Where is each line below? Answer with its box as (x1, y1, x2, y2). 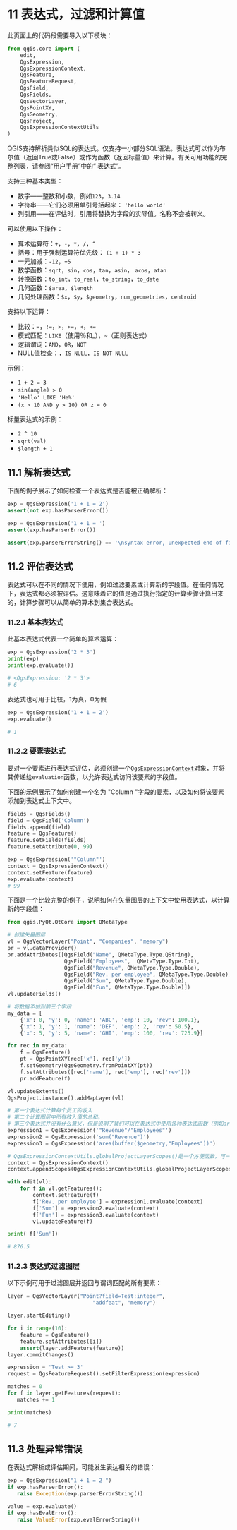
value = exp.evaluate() (7, 1503, 78, 1510)
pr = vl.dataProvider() (7, 945, 78, 952)
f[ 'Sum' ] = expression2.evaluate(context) (32, 1205, 159, 1212)
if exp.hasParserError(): (7, 1483, 83, 1491)
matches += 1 (16, 1396, 55, 1403)
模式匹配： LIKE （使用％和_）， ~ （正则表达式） (17, 331, 151, 339)
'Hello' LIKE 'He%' (17, 394, 75, 402)
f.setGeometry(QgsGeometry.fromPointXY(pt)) (20, 1062, 153, 1069)
